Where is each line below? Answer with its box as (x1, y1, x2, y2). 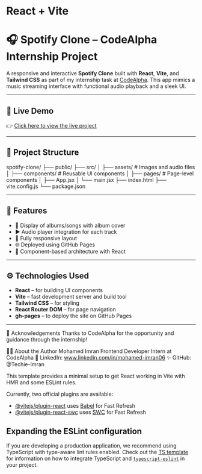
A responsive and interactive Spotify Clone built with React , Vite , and (6, 70, 179, 77)
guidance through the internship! (6, 336, 88, 343)
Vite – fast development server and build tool (14, 293, 127, 301)
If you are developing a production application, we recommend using (6, 442, 177, 449)
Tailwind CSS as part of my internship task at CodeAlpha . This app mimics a (6, 76, 195, 84)
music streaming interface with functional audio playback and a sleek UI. (6, 83, 186, 90)
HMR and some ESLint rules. (6, 379, 77, 386)
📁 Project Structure (6, 148, 79, 158)
